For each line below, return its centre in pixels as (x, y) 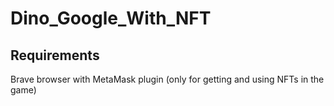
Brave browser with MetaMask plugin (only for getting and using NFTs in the (167, 79)
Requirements (55, 55)
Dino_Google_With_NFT (111, 18)
